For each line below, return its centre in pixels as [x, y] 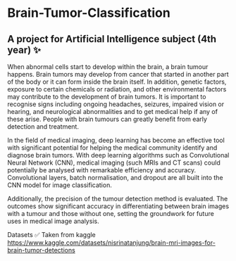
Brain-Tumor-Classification [89, 13]
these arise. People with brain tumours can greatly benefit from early [107, 119]
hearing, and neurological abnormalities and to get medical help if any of [113, 112]
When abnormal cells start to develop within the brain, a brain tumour [108, 67]
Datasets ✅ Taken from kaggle [52, 235]
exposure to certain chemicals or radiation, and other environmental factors [117, 89]
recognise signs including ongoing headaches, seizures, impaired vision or [116, 104]
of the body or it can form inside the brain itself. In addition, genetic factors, [117, 82]
